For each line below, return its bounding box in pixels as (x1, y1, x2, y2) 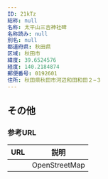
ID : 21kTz (7, 10, 37, 18)
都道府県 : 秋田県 (7, 43, 51, 50)
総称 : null (7, 17, 38, 24)
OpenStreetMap (31, 161, 85, 170)
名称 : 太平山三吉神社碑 (7, 23, 67, 31)
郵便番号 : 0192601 (7, 70, 58, 77)
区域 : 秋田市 (7, 50, 40, 58)
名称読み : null (7, 30, 48, 38)
